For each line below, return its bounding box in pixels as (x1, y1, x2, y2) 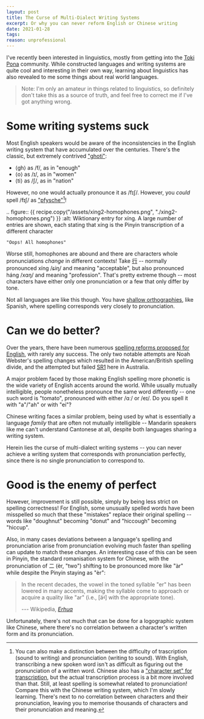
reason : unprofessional (6, 37, 67, 43)
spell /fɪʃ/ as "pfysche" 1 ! (6, 195, 67, 204)
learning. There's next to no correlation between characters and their (15, 693, 188, 700)
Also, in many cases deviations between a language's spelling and (6, 536, 172, 543)
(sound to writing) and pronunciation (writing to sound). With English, (15, 655, 188, 662)
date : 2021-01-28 (6, 26, 50, 32)
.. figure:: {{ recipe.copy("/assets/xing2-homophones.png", (6, 208, 154, 215)
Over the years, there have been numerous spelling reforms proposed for (6, 344, 189, 351)
